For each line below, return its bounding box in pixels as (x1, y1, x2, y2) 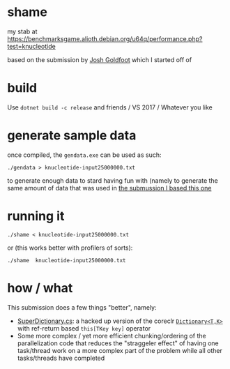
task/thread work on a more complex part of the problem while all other (17, 346, 223, 354)
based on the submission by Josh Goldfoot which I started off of (7, 55, 192, 63)
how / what (7, 280, 73, 296)
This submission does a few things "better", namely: (7, 303, 157, 311)
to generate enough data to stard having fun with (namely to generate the (7, 176, 218, 185)
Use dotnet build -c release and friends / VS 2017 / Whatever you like (7, 103, 213, 112)
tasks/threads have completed (17, 354, 105, 362)
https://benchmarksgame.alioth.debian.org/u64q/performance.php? (7, 34, 203, 43)
